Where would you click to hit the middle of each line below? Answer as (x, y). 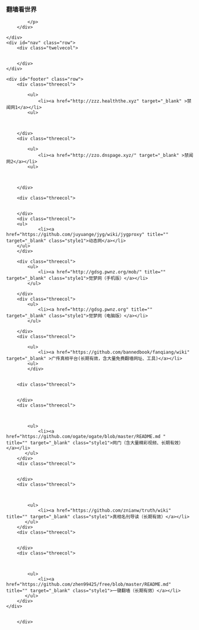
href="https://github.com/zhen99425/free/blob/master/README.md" (89, 585)
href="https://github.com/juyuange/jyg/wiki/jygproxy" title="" (87, 235)
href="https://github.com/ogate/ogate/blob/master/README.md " (86, 437)
